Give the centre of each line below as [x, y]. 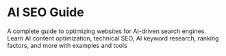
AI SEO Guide [46, 12]
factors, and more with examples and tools [67, 45]
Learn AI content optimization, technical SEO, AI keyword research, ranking [113, 38]
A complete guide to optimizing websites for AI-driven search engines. [107, 31]
